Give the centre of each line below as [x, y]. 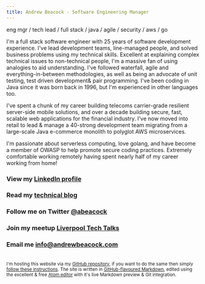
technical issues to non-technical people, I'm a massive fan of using [92, 61]
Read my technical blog [42, 195]
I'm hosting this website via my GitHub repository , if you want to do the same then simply [100, 264]
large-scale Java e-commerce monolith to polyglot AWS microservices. [96, 131]
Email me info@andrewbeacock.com [62, 245]
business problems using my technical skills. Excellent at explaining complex [103, 54]
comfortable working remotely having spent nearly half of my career [92, 156]
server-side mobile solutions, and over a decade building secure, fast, [95, 112]
